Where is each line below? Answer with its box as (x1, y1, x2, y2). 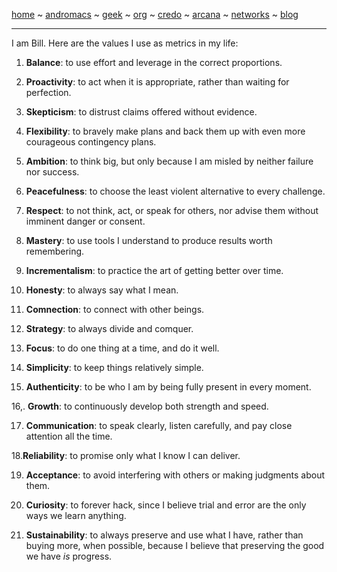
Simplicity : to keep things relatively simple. (25, 362, 204, 373)
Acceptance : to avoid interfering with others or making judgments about (25, 469, 325, 481)
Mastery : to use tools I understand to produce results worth (25, 235, 273, 246)
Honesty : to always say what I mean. (25, 284, 179, 296)
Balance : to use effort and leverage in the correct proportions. (25, 57, 283, 68)
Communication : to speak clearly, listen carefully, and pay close (25, 420, 293, 431)
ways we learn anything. (25, 510, 127, 521)
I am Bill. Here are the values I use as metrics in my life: (11, 37, 239, 49)
